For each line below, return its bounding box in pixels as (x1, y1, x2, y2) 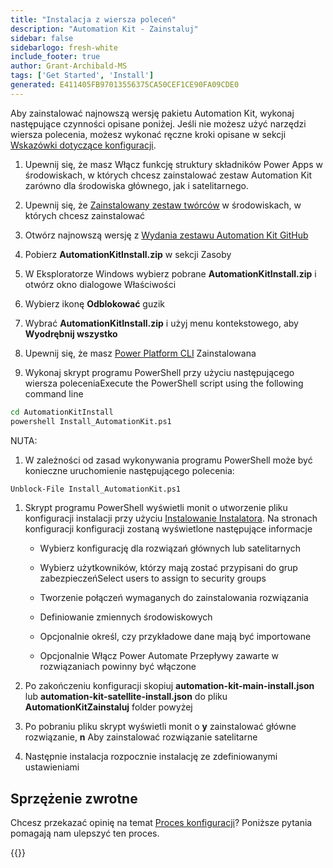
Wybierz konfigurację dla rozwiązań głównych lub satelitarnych (39, 542, 301, 555)
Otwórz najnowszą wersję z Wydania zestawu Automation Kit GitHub (24, 229, 309, 241)
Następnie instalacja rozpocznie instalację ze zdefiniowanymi (24, 751, 278, 763)
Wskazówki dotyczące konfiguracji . (10, 139, 157, 151)
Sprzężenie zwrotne (10, 790, 138, 807)
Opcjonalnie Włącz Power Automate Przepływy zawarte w (39, 650, 279, 662)
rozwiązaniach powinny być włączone (39, 661, 197, 673)
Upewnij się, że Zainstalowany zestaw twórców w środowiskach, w (24, 199, 302, 211)
